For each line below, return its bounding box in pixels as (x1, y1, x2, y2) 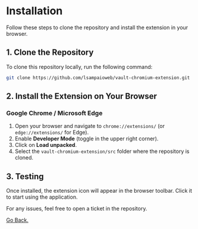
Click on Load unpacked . (14, 142, 77, 149)
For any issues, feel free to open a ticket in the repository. (6, 205, 147, 212)
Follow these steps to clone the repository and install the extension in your (6, 24, 188, 31)
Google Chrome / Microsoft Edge (6, 109, 103, 117)
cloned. (14, 154, 34, 161)
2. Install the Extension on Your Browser (6, 91, 158, 102)
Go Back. (6, 217, 29, 224)
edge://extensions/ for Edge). (14, 129, 89, 136)
